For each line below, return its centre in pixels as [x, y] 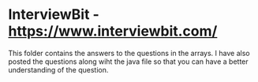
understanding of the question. [58, 69]
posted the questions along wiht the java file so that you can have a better [128, 61]
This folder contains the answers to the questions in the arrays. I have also [129, 53]
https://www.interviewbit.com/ [113, 31]
